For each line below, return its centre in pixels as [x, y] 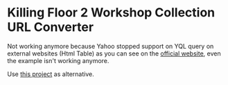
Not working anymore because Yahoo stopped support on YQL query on [111, 46]
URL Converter [51, 27]
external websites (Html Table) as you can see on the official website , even [114, 53]
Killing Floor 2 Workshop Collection [111, 13]
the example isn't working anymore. [58, 60]
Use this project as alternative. [51, 74]
